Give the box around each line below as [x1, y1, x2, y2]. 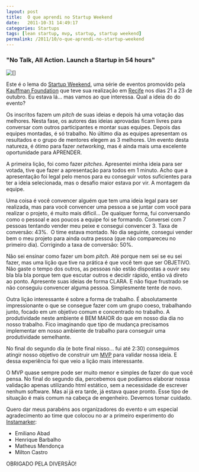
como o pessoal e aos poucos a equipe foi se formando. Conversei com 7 [6, 216, 187, 223]
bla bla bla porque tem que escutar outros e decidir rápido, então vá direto [6, 272, 188, 279]
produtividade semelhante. [6, 333, 72, 341]
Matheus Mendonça [14, 442, 64, 449]
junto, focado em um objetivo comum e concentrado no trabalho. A [6, 308, 170, 315]
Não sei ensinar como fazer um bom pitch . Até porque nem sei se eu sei [6, 253, 182, 260]
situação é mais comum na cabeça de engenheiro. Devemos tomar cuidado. [6, 394, 192, 401]
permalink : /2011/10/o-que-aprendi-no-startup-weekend [6, 36, 145, 42]
